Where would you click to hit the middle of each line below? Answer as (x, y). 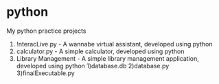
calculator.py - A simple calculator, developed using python (100, 51)
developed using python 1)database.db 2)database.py (93, 66)
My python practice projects (46, 31)
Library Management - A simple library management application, (108, 58)
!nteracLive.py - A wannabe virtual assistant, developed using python (114, 44)
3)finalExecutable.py (45, 73)
